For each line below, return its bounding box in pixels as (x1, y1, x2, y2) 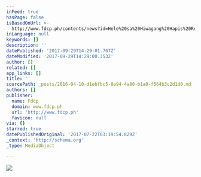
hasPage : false (6, 14, 44, 20)
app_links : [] (6, 70, 42, 76)
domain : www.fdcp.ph (11, 103, 63, 110)
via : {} (6, 121, 26, 127)
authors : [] (6, 87, 36, 93)
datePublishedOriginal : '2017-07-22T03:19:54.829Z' (6, 131, 138, 138)
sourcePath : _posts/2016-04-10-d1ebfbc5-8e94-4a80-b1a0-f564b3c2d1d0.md (6, 82, 191, 88)
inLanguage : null (6, 31, 50, 37)
